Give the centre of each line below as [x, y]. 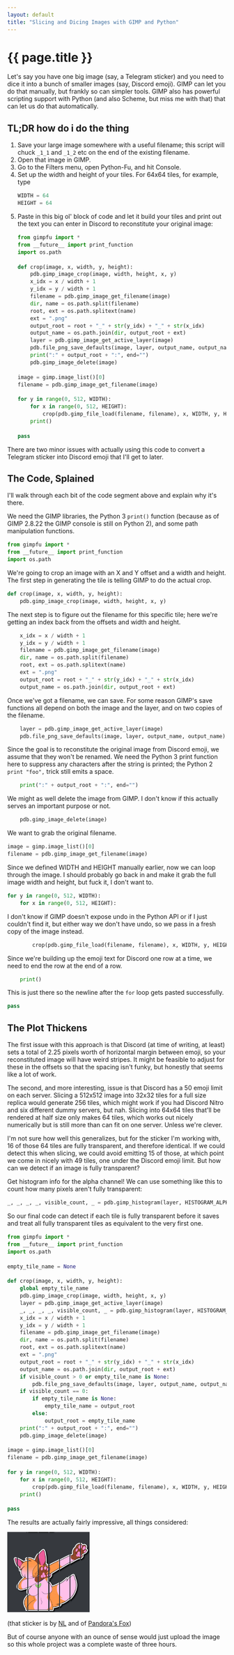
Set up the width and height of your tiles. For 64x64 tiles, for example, [118, 175]
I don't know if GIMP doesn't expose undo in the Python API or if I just [107, 916]
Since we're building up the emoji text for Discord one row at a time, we [110, 958]
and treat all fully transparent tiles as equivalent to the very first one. [105, 1223]
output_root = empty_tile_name [90, 1421]
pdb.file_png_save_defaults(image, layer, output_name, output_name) [123, 736]
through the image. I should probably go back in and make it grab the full [112, 874]
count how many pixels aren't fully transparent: [75, 1189]
